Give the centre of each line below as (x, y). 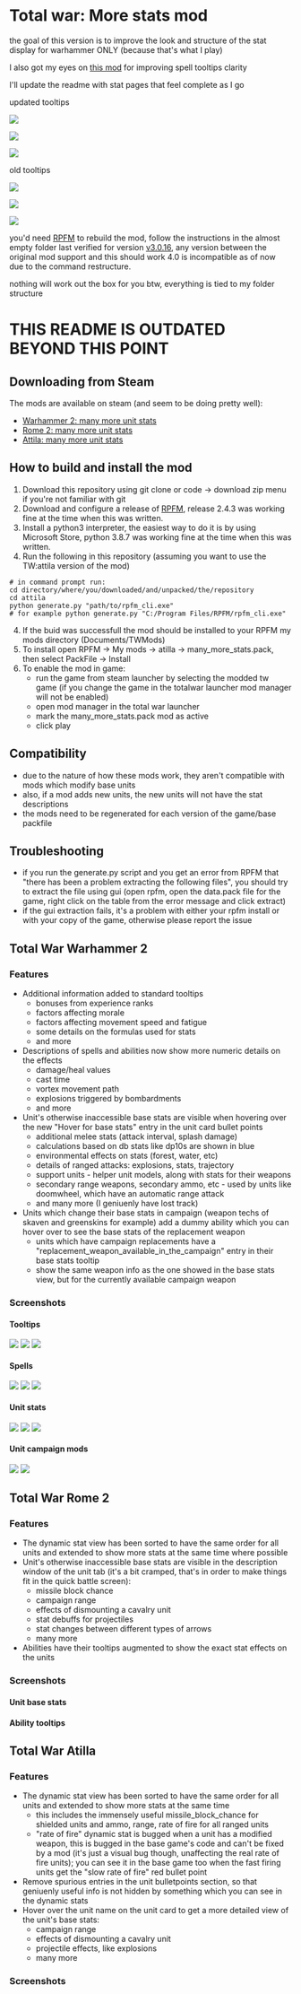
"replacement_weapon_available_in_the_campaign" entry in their (155, 1251)
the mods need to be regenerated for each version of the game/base (149, 814)
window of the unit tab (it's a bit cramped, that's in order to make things (155, 1572)
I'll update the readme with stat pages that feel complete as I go (127, 84)
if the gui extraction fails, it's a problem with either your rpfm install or (151, 910)
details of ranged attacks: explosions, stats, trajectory (135, 1165)
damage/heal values (73, 1070)
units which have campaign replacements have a (126, 1241)
